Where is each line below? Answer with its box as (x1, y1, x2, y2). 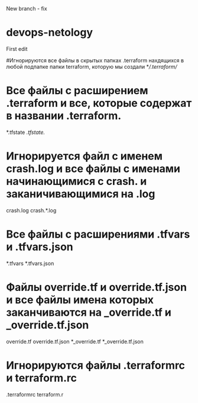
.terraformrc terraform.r (6, 391, 64, 398)
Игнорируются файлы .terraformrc (6, 359, 185, 372)
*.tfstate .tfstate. (6, 129, 46, 136)
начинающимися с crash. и (6, 175, 147, 188)
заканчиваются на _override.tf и (6, 305, 171, 319)
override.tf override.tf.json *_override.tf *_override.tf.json (6, 338, 144, 345)
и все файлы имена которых (6, 293, 154, 306)
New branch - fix (6, 5, 47, 12)
